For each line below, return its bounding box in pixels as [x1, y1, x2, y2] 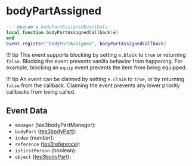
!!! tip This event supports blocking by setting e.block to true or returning [6, 51, 186, 59]
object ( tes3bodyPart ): [14, 153, 72, 161]
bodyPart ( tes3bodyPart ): [14, 128, 77, 135]
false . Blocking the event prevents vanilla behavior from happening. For [6, 58, 183, 65]
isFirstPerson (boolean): [14, 147, 77, 154]
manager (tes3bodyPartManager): [14, 121, 96, 129]
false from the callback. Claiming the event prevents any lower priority [6, 82, 180, 89]
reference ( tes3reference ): [14, 140, 80, 147]
